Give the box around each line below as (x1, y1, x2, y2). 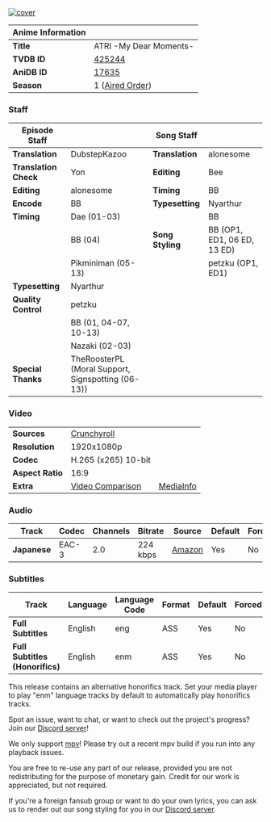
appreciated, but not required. (8, 780, 108, 791)
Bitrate (137, 525, 165, 536)
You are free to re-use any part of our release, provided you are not (8, 763, 232, 773)
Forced (234, 599, 262, 610)
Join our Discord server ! (8, 723, 89, 733)
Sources (12, 428, 46, 439)
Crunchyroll (70, 428, 115, 439)
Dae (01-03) (70, 211, 121, 222)
